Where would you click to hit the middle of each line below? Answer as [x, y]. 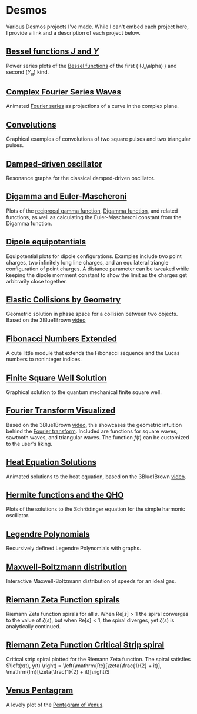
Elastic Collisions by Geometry [64, 300]
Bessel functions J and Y [53, 52]
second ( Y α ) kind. [28, 73]
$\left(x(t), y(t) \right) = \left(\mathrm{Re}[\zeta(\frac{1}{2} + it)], [84, 666]
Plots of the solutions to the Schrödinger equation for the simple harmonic [96, 509]
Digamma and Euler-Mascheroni [67, 196]
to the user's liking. [29, 444]
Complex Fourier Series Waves [64, 92]
